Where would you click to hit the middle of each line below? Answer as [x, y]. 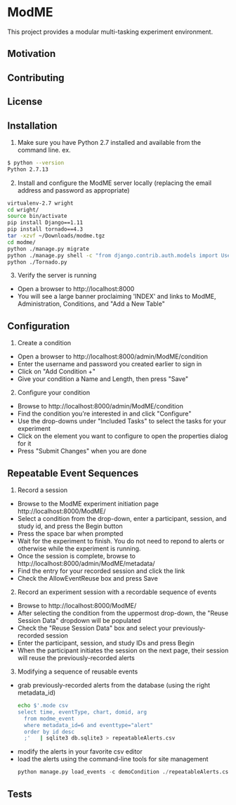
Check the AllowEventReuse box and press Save [87, 579]
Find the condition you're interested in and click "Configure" [104, 414]
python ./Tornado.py [38, 262]
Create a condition [44, 343]
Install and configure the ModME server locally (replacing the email [114, 183]
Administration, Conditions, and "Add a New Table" [91, 304]
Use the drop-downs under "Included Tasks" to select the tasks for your [122, 421]
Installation [32, 125]
